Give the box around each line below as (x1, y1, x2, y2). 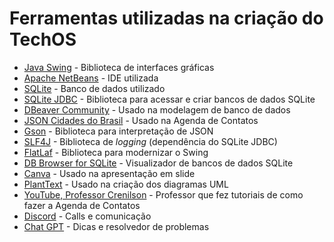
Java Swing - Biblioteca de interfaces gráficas (23, 61, 215, 73)
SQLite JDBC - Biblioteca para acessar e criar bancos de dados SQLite (23, 93, 316, 105)
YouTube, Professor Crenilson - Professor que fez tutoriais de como (23, 188, 304, 201)
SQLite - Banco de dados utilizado (23, 82, 166, 94)
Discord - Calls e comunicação (23, 210, 152, 222)
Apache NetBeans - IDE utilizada (23, 72, 159, 84)
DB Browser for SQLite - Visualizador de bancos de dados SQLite (23, 157, 294, 169)
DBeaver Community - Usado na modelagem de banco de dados (23, 103, 291, 116)
